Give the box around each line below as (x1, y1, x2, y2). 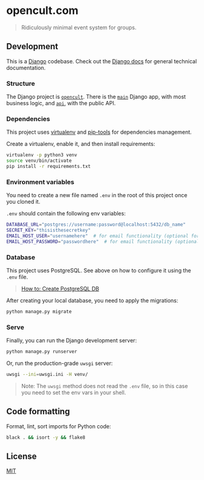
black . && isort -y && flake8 (6, 434, 86, 440)
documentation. (6, 64, 46, 71)
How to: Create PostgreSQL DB (21, 285, 100, 293)
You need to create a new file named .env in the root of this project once (6, 192, 188, 199)
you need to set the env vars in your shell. (21, 389, 126, 396)
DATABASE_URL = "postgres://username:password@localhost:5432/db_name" (6, 221, 186, 228)
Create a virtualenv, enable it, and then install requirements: (6, 141, 155, 148)
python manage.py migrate (6, 308, 72, 315)
